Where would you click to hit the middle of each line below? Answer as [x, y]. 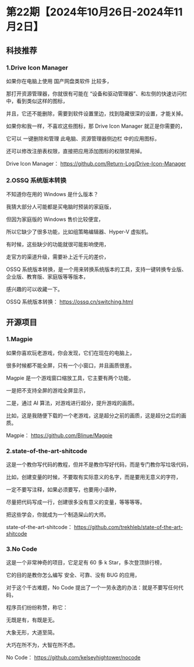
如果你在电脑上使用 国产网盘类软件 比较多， [59, 81]
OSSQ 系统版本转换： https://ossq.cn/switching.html [70, 302]
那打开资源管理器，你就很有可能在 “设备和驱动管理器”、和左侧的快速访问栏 [97, 93]
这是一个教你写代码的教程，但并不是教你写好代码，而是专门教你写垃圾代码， [99, 465]
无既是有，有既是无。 [32, 620]
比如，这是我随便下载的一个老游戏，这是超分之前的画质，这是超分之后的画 [96, 415]
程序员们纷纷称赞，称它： [37, 607]
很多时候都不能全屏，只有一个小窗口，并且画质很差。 [71, 365]
